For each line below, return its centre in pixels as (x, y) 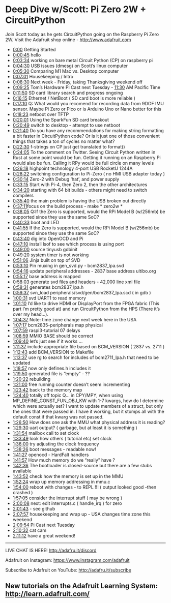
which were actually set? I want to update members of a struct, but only (88, 406)
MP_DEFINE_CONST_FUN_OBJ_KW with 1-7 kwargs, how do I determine (88, 401)
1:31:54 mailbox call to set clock (46, 433)
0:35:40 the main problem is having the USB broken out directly (79, 201)
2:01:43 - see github (34, 508)
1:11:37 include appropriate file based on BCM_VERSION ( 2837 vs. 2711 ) (89, 346)
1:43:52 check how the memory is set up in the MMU (68, 476)
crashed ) (23, 492)
